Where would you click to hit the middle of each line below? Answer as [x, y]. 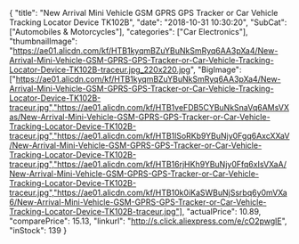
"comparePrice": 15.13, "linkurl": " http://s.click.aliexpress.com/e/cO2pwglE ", [148, 221]
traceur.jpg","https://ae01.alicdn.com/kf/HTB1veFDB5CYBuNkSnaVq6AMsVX [149, 107]
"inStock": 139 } [38, 230]
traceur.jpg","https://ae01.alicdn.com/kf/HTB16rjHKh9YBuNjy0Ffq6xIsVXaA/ [148, 164]
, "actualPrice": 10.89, [222, 211]
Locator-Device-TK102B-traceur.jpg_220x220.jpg [100, 69]
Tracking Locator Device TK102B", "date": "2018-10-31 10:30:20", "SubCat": [148, 22]
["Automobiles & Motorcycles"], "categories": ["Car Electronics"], [129, 32]
